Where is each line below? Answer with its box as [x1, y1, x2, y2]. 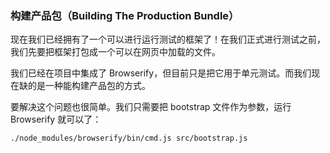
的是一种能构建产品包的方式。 [27, 80, 151, 92]
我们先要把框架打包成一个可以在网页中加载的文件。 [10, 46, 221, 58]
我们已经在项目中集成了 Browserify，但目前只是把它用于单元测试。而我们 [10, 67, 312, 79]
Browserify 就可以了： [10, 113, 102, 126]
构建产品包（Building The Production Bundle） [10, 8, 240, 22]
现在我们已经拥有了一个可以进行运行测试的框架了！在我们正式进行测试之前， [10, 33, 326, 46]
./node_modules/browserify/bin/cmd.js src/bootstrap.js [10, 133, 248, 144]
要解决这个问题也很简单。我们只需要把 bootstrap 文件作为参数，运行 [10, 101, 292, 113]
